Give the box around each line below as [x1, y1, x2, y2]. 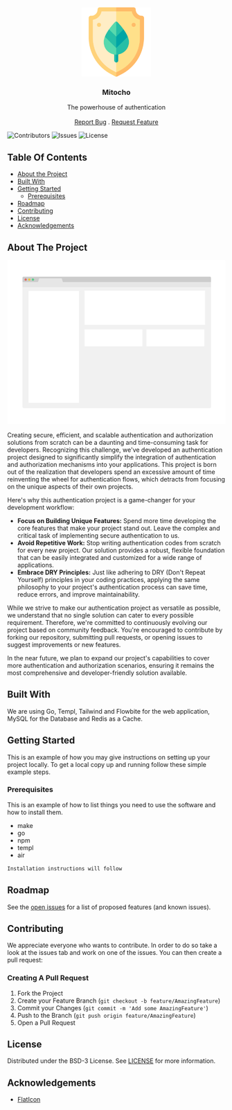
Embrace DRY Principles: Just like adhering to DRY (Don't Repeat [17, 568, 206, 576]
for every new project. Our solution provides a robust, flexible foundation [17, 546, 225, 554]
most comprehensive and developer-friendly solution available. [7, 669, 188, 677]
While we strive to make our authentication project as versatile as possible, [7, 604, 221, 612]
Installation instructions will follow [7, 865, 123, 872]
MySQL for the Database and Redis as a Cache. [7, 714, 143, 723]
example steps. [7, 768, 51, 776]
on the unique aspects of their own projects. [7, 482, 134, 491]
